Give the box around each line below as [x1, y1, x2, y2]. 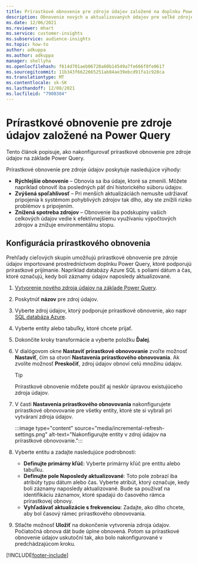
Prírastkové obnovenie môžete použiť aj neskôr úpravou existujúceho [14, 382, 183, 390]
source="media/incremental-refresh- [74, 424, 165, 431]
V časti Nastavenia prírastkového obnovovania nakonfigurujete [14, 400, 171, 407]
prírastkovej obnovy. [23, 497, 74, 504]
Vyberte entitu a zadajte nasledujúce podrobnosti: [14, 448, 137, 456]
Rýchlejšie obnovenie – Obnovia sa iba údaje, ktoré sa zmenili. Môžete [14, 177, 187, 184]
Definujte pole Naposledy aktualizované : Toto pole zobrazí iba [23, 472, 178, 479]
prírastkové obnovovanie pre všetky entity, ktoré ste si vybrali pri [14, 407, 172, 414]
